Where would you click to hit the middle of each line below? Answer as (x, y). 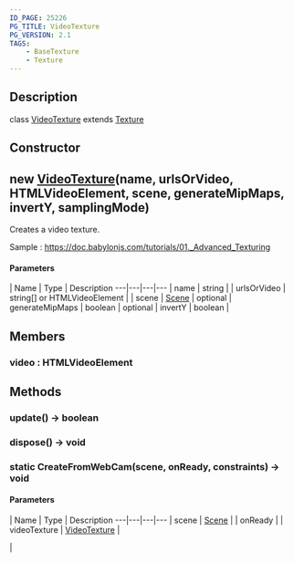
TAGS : (20, 43)
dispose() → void (48, 442)
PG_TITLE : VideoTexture (55, 26)
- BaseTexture (52, 52)
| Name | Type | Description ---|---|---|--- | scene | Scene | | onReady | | (147, 520)
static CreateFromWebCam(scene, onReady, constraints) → (145, 466)
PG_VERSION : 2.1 (40, 35)
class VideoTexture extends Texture (77, 119)
